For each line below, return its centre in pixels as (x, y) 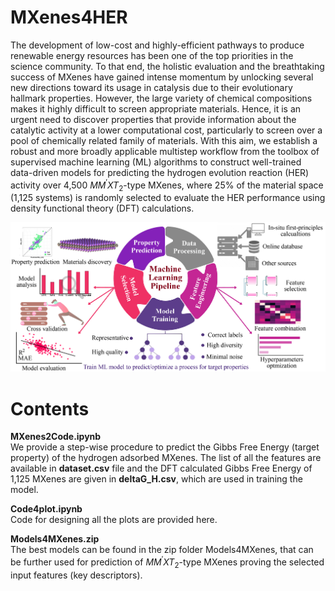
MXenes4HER (69, 17)
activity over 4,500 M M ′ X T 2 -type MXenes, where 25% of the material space (167, 185)
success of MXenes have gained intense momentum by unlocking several (162, 77)
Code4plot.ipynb (46, 509)
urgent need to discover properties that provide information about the (153, 119)
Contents (50, 408)
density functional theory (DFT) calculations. (102, 208)
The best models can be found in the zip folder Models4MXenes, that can (162, 550)
